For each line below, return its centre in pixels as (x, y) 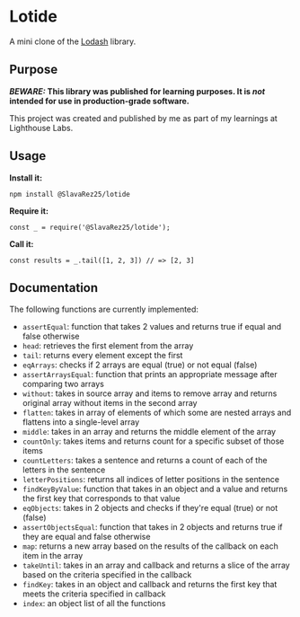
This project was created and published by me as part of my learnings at (144, 118)
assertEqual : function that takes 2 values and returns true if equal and (152, 327)
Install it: (26, 178)
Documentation (54, 288)
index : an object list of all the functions (94, 604)
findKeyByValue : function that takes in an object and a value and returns (155, 489)
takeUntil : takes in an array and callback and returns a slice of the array (156, 565)
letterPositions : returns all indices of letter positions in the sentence (151, 480)
